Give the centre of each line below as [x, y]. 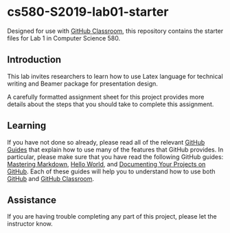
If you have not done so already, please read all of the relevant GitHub [106, 142]
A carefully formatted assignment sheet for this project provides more [106, 97]
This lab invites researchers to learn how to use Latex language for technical [115, 76]
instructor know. [30, 224]
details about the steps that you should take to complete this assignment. [111, 104]
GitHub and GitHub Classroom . [51, 178]
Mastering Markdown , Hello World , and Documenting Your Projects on [106, 164]
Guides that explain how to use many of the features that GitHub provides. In [115, 149]
